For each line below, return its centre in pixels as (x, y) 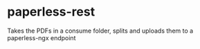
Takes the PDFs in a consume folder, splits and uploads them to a (100, 31)
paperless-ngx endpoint (42, 37)
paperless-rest (51, 12)
